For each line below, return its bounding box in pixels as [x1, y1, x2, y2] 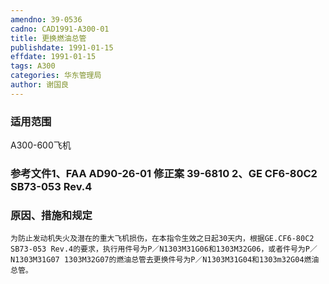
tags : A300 [10, 61, 56, 71]
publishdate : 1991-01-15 [10, 42, 114, 53]
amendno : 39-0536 [10, 14, 83, 25]
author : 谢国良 [10, 80, 69, 90]
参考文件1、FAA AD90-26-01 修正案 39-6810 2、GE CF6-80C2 [10, 166, 318, 180]
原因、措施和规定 [10, 208, 93, 222]
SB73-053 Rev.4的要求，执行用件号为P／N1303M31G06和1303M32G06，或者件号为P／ [10, 244, 318, 255]
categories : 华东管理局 [10, 71, 102, 81]
